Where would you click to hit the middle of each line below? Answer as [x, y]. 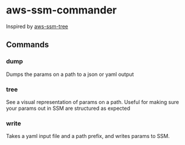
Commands [28, 45]
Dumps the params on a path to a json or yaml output [70, 74]
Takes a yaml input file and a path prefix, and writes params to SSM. [88, 136]
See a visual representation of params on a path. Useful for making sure [92, 102]
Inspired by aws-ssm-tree [37, 26]
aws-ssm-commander [62, 10]
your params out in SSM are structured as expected [68, 108]
